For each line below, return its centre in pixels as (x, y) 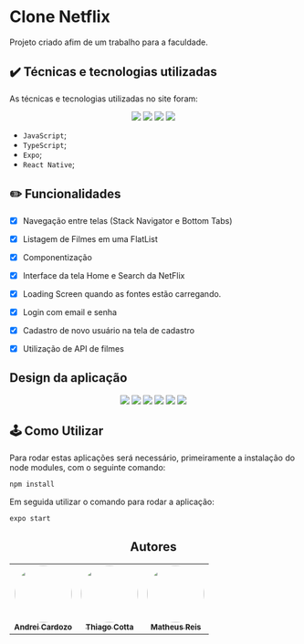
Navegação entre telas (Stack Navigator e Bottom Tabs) (127, 220)
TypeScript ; (44, 144)
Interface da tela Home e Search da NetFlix (104, 275)
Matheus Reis (176, 627)
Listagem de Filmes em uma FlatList (90, 238)
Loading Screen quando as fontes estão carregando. (122, 293)
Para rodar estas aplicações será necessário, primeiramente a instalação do (152, 458)
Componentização (58, 257)
